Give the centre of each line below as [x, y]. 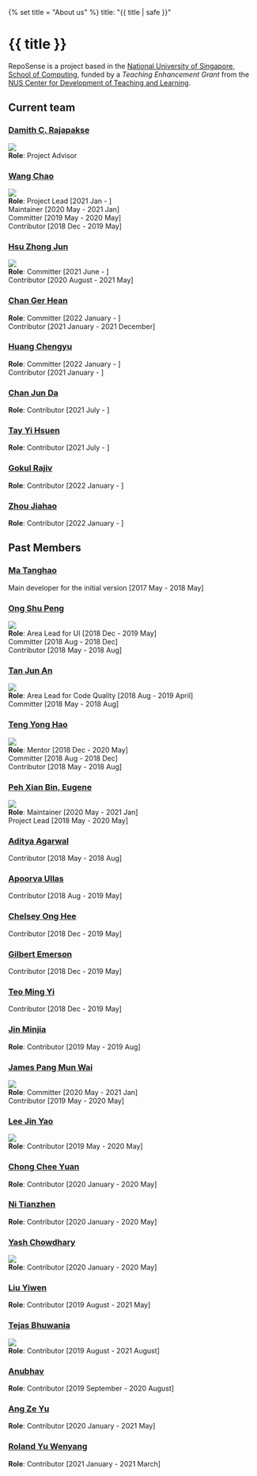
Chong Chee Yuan [44, 1167]
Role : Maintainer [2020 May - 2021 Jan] [73, 812]
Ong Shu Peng [36, 608]
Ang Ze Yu [29, 1409]
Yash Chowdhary [42, 1242]
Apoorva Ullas [36, 879]
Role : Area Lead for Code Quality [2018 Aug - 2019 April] [101, 696]
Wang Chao [31, 176]
